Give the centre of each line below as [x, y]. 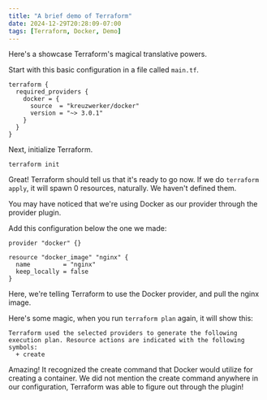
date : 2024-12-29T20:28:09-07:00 [65, 24]
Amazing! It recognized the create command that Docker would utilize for [131, 370]
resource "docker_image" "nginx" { [69, 258]
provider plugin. [35, 213]
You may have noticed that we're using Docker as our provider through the [133, 204]
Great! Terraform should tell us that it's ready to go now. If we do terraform [134, 180]
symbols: [23, 348]
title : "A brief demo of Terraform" [70, 16]
